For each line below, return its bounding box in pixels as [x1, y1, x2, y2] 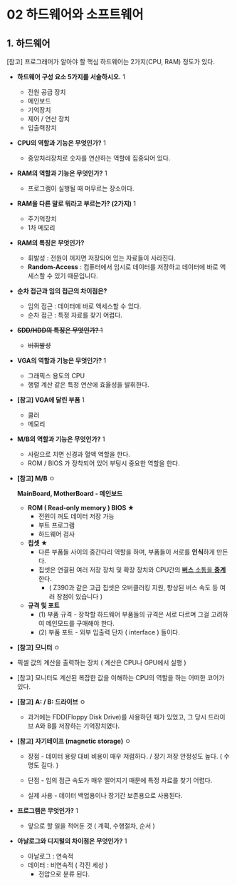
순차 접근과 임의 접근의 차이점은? [16, 287, 107, 295]
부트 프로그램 [38, 521, 75, 529]
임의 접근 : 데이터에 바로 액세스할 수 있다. [27, 302, 142, 310]
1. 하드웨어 [6, 37, 51, 49]
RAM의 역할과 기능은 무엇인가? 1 [16, 169, 107, 177]
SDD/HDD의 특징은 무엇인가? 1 [16, 326, 103, 334]
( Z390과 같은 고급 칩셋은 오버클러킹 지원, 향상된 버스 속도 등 [48, 583, 218, 592]
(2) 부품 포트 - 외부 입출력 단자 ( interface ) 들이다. [38, 628, 181, 636]
